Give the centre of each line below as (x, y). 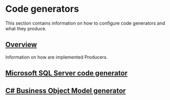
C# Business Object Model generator (65, 91)
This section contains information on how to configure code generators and (85, 23)
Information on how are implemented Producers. (56, 57)
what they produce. (26, 28)
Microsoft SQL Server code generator (67, 73)
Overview (21, 45)
